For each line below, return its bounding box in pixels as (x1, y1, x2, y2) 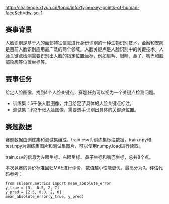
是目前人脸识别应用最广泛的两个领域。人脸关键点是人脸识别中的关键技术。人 (5, 46, 164, 52)
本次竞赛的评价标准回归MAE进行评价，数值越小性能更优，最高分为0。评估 (5, 165, 159, 171)
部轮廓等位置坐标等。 (5, 59, 49, 65)
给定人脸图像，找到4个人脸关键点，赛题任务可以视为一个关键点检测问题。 (5, 89, 158, 95)
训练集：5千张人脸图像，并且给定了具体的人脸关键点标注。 (12, 100, 135, 106)
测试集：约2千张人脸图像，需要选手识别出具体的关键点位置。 (12, 106, 139, 113)
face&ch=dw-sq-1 (5, 10, 43, 16)
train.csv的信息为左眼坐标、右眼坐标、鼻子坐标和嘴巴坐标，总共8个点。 (5, 154, 154, 160)
